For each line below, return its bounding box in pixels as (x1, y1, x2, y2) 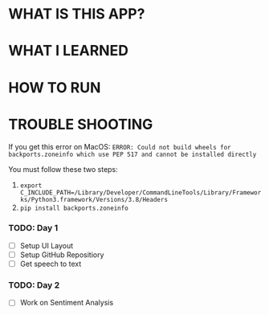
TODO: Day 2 (8, 279, 60, 290)
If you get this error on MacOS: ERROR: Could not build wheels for (8, 141, 231, 151)
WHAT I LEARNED (8, 42, 128, 60)
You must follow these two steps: (8, 164, 118, 174)
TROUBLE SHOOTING (8, 115, 153, 133)
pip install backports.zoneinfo (19, 204, 128, 212)
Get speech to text (19, 259, 82, 268)
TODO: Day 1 (8, 223, 59, 234)
